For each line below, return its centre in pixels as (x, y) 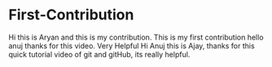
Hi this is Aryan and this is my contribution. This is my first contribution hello (136, 37)
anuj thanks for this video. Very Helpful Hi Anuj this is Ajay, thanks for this (132, 45)
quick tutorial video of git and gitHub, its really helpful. (99, 54)
